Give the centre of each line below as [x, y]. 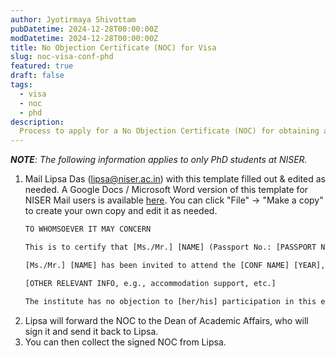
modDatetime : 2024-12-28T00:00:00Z [84, 38]
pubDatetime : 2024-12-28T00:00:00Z [84, 29]
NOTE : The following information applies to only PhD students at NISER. [159, 160]
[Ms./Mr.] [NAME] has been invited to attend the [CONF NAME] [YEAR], [175, 265]
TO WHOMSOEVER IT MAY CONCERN [88, 229]
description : [37, 122]
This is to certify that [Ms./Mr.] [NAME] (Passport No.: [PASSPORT [170, 247]
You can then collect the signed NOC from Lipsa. [125, 342]
